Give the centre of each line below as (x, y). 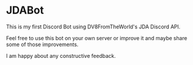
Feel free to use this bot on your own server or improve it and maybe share (96, 38)
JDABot (25, 10)
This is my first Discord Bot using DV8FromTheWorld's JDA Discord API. (93, 27)
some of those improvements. (42, 44)
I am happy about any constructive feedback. (61, 56)
